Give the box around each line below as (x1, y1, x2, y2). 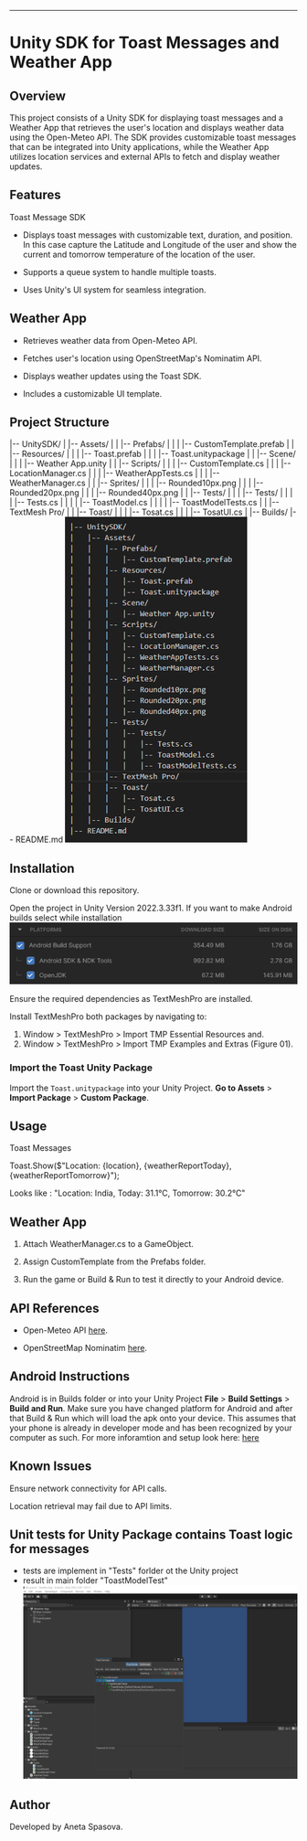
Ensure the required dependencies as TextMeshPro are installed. (9, 994, 253, 1005)
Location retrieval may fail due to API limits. (9, 1500, 172, 1511)
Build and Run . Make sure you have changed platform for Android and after (9, 1402, 293, 1413)
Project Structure (9, 415, 110, 431)
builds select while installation (9, 912, 122, 923)
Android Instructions (9, 1368, 131, 1385)
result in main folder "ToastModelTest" (22, 1575, 169, 1586)
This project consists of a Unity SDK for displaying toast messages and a (9, 112, 283, 123)
